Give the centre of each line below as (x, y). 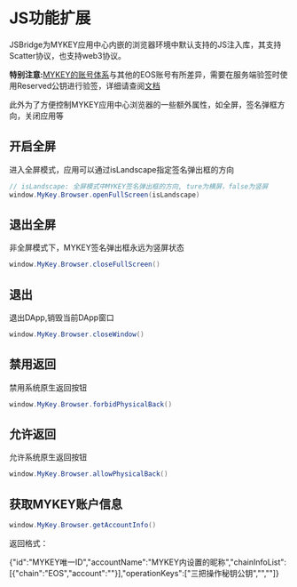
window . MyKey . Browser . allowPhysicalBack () (89, 474)
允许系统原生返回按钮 (48, 457)
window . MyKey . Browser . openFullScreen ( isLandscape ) (105, 195)
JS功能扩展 (50, 18)
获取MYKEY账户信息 (66, 504)
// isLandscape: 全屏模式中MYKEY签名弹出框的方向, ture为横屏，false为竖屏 (139, 186)
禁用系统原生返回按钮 (48, 387)
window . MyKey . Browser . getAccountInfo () (83, 526)
